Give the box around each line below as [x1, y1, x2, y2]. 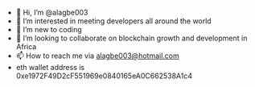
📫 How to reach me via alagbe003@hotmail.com [15, 51, 179, 60]
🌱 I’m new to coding [15, 25, 82, 34]
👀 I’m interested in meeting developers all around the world [15, 16, 212, 26]
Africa [15, 42, 37, 52]
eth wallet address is [15, 63, 85, 72]
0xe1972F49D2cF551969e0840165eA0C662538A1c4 [15, 71, 193, 81]
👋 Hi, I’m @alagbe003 [15, 8, 88, 17]
